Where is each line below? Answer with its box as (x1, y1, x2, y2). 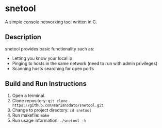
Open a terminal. (12, 93, 46, 98)
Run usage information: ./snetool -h (12, 117, 86, 123)
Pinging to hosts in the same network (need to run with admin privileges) (12, 60, 158, 66)
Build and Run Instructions (5, 80, 87, 88)
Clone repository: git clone (12, 97, 68, 103)
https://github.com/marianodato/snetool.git (12, 103, 104, 108)
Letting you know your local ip (12, 55, 73, 61)
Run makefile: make (12, 112, 49, 118)
